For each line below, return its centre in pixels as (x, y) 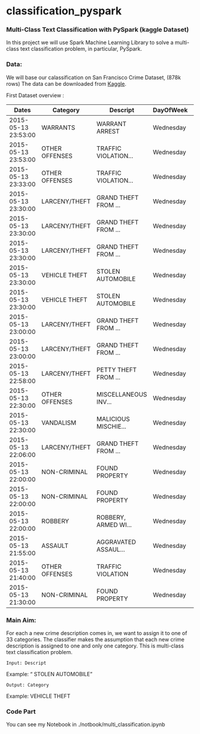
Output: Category (28, 685)
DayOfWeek (170, 110)
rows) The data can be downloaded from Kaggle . (66, 83)
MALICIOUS (113, 419)
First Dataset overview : (35, 95)
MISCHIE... (111, 426)
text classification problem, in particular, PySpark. (81, 49)
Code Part (21, 712)
